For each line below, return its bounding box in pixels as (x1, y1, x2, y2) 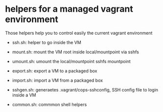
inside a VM (12, 92, 37, 98)
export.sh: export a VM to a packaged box (12, 67, 97, 74)
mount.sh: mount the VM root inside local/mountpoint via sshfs (12, 49, 140, 55)
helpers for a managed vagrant (5, 3, 133, 15)
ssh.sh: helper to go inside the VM (12, 39, 82, 45)
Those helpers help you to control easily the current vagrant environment (5, 30, 153, 36)
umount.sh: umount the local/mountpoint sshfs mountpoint (12, 58, 131, 64)
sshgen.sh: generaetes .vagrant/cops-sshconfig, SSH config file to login (12, 87, 158, 92)
